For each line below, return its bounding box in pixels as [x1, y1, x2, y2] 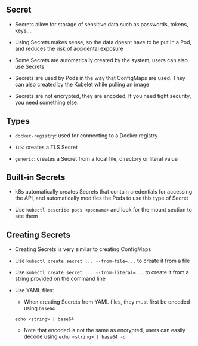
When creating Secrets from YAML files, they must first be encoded [23, 298, 190, 305]
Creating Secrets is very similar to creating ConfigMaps [14, 246, 151, 253]
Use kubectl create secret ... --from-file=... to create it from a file [14, 257, 190, 265]
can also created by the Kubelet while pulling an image [14, 81, 150, 88]
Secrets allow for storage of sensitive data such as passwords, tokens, [14, 20, 189, 27]
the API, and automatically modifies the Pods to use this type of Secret [14, 194, 189, 202]
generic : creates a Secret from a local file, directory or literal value [14, 155, 178, 162]
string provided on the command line [14, 275, 106, 283]
